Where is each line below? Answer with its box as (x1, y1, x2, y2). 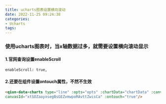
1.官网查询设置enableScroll (5, 56, 61, 62)
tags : (5, 26, 16, 31)
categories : (5, 16, 30, 21)
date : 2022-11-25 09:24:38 (5, 12, 61, 17)
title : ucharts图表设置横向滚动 (5, 7, 66, 12)
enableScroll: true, (5, 67, 48, 72)
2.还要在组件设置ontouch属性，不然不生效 (5, 78, 92, 84)
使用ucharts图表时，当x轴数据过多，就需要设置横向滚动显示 (5, 43, 149, 50)
